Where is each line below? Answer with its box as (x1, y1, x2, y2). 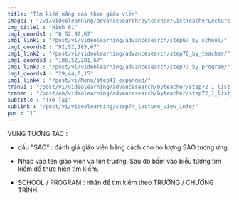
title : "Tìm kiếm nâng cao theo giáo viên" (7, 10, 139, 18)
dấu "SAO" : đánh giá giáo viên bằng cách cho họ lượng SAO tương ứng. (17, 143, 230, 152)
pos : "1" (7, 110, 37, 117)
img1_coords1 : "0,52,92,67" (7, 30, 94, 38)
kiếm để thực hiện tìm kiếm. (17, 164, 100, 173)
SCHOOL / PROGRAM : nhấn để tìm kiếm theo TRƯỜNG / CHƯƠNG (17, 178, 214, 186)
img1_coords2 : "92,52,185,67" (7, 43, 100, 51)
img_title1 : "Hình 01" (7, 23, 78, 31)
